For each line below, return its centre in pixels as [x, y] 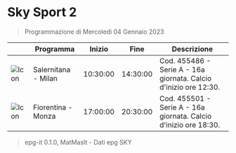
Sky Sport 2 [42, 12]
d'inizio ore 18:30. [190, 125]
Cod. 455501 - [185, 98]
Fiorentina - [53, 107]
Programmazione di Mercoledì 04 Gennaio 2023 [94, 32]
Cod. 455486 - [185, 60]
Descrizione [192, 48]
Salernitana [52, 69]
